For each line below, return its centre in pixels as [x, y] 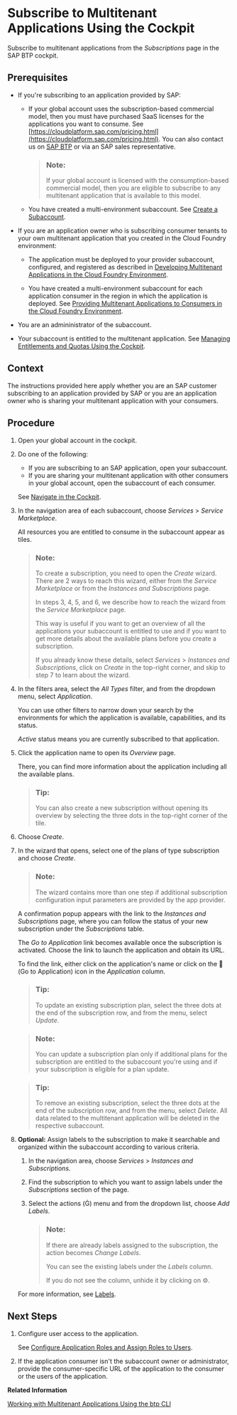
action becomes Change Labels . [93, 1252]
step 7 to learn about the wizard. [83, 675]
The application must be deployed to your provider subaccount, [121, 260]
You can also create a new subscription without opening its [122, 808]
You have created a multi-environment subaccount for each [115, 289]
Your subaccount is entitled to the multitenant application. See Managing [124, 338]
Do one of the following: [53, 454]
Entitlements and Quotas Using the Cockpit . [81, 346]
